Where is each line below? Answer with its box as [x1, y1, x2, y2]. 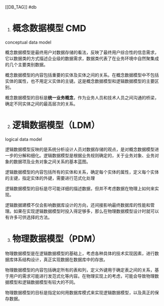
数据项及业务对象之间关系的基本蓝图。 [13, 159, 91, 165]
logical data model [5, 136, 42, 142]
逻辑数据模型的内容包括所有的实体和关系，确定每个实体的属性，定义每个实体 [5, 169, 159, 175]
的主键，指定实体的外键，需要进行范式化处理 [5, 175, 95, 181]
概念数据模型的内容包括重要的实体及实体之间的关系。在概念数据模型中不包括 [5, 72, 159, 78]
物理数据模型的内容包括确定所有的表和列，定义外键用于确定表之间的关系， [5, 267, 155, 273]
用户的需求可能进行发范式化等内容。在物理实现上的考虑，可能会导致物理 [9, 273, 155, 279]
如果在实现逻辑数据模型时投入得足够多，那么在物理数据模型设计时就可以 [13, 208, 159, 214]
